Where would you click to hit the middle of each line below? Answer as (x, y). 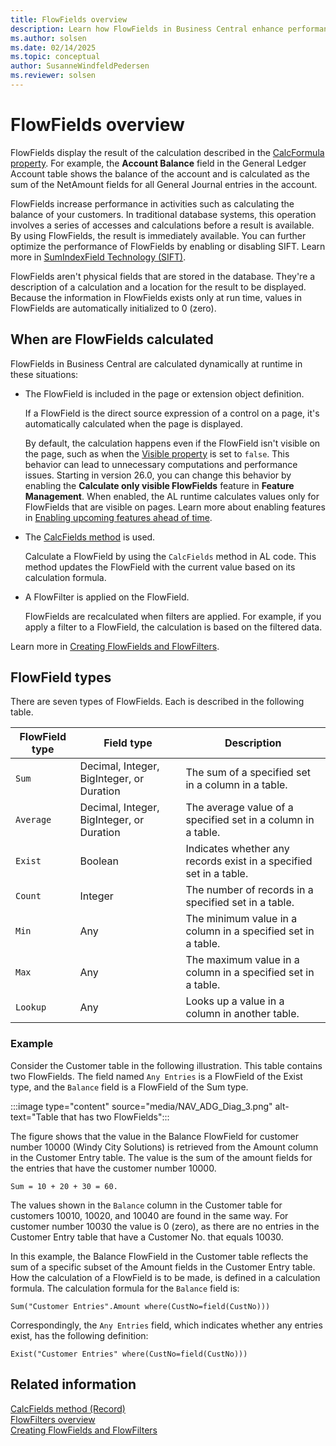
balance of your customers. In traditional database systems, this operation (163, 214)
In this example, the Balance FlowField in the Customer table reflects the (159, 1256)
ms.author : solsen (48, 38)
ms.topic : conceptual (55, 57)
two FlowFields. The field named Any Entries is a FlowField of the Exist (156, 1076)
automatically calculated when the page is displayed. (133, 423)
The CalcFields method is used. (90, 537)
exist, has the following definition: (79, 1335)
